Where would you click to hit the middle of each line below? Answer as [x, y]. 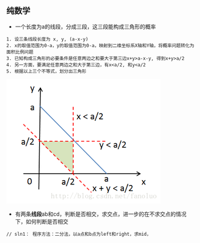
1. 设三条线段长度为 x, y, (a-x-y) [47, 39]
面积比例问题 [20, 52]
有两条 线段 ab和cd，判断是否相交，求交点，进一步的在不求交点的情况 [101, 214]
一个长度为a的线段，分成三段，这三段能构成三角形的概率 [85, 27]
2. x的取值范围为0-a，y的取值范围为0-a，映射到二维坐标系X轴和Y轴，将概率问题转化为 [100, 45]
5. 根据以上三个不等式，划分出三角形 [46, 71]
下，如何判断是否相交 [41, 221]
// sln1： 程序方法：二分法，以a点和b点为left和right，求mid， [79, 234]
